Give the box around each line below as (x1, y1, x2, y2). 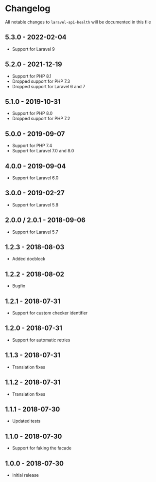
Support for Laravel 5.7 (12, 229, 58, 235)
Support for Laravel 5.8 (12, 202, 59, 207)
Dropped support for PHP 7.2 (12, 115, 70, 122)
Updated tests (12, 418, 41, 424)
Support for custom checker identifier (12, 310, 88, 316)
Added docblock (12, 256, 46, 262)
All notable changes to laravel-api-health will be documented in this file (5, 19, 152, 25)
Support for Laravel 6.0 (12, 175, 59, 181)
